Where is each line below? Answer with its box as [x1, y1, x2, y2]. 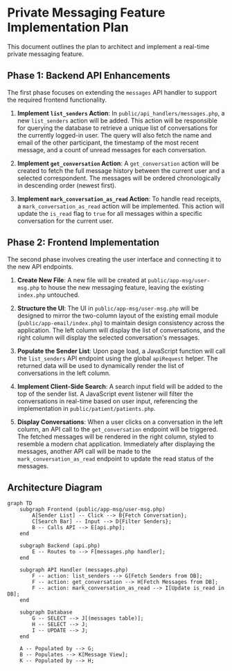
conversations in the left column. [17, 369, 111, 377]
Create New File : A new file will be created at [17, 275, 147, 284]
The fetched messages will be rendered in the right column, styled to [17, 432, 215, 441]
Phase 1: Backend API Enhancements [7, 70, 171, 82]
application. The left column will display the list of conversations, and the [17, 326, 225, 334]
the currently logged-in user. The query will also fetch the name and [17, 131, 212, 139]
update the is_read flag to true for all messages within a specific [17, 209, 203, 217]
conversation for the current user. [17, 217, 114, 225]
